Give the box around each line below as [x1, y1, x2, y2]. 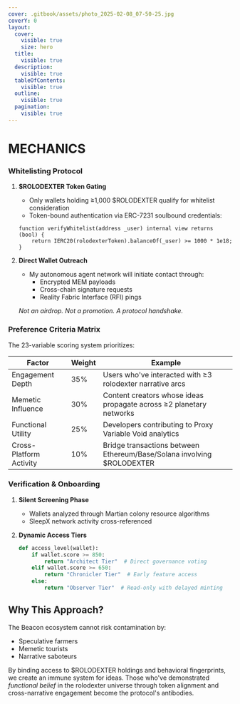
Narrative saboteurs [18, 652, 78, 660]
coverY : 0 [8, 17, 38, 24]
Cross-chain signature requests [39, 285, 132, 294]
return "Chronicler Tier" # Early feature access [44, 571, 198, 578]
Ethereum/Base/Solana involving [103, 449, 212, 459]
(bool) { [18, 231, 45, 239]
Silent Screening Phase [18, 495, 89, 504]
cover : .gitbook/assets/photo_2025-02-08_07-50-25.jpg [8, 10, 174, 18]
